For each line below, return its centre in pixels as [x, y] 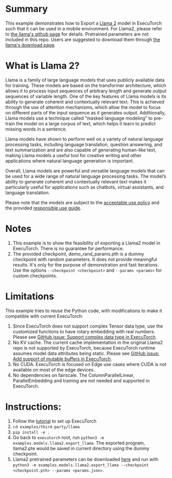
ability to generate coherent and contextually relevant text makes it [76, 181]
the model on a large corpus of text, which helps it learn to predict [86, 123]
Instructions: [33, 407]
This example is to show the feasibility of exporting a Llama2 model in [87, 243]
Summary [26, 9]
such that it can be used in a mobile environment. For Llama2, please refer [84, 28]
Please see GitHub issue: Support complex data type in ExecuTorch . [85, 337]
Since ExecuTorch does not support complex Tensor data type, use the [88, 326]
